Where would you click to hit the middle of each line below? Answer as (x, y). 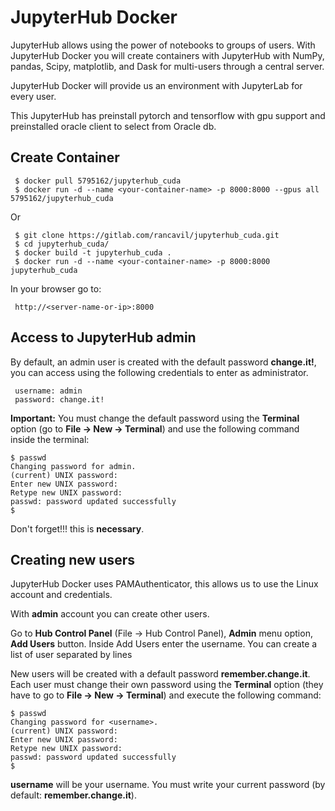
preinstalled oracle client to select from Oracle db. (113, 126)
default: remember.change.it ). (73, 795)
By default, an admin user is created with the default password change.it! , (163, 362)
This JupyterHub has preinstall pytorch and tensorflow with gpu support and (168, 115)
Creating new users (72, 559)
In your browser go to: (56, 288)
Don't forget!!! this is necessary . (77, 528)
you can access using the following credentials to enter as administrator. (159, 372)
